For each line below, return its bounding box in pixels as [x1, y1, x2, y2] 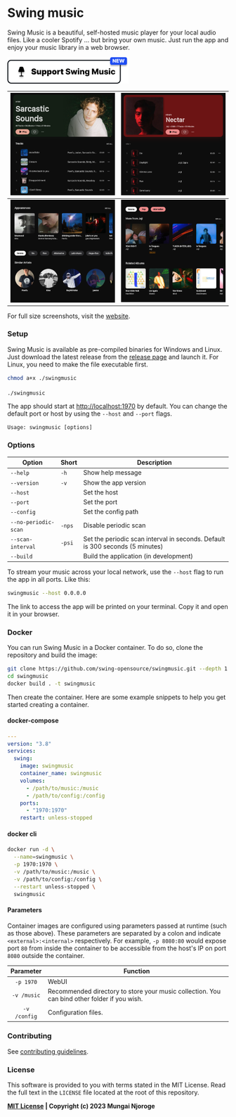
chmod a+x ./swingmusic [7, 374, 77, 381]
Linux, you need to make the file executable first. [7, 360, 149, 369]
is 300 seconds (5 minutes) [83, 542, 164, 550]
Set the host [83, 487, 118, 497]
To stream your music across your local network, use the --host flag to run [7, 568, 224, 576]
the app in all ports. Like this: [7, 575, 91, 583]
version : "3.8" [7, 740, 52, 747]
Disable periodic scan [83, 521, 146, 530]
